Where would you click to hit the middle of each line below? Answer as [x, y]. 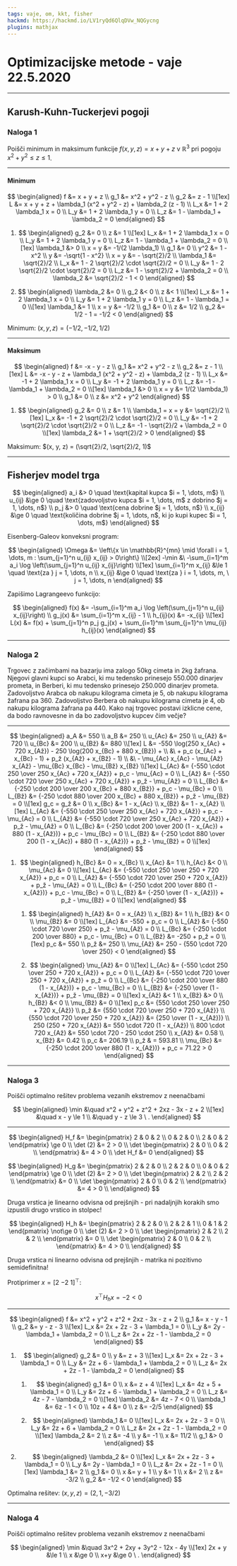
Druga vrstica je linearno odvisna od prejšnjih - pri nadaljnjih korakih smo [114, 1202]
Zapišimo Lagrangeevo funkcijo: [54, 594]
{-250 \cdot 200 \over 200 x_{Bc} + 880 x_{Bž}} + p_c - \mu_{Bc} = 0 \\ [119, 788]
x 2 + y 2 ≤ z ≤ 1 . [30, 157]
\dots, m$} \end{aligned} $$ [119, 522]
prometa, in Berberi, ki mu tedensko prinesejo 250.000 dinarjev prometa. [113, 685]
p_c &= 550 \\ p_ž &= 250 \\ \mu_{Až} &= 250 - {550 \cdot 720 [137, 944]
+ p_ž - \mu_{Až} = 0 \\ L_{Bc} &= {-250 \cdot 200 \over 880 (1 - [124, 885]
